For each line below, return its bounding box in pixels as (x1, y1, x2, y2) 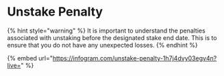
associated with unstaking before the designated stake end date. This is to (7, 33, 217, 41)
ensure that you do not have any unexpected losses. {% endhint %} (7, 41, 198, 49)
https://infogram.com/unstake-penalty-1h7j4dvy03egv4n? (52, 54, 217, 62)
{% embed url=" (7, 54, 53, 62)
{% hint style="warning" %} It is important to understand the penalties (7, 26, 206, 35)
